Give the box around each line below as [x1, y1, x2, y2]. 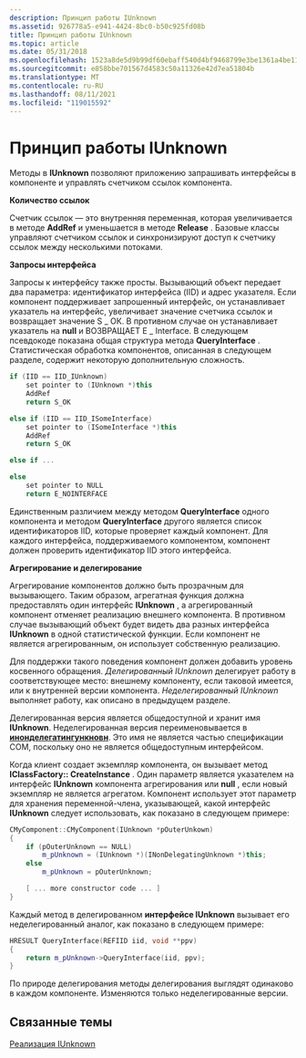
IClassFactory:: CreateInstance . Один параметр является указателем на [9, 768, 294, 780]
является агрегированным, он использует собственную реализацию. [9, 638, 280, 648]
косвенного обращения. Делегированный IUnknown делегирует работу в [9, 665, 296, 676]
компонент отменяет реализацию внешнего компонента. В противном [9, 608, 286, 620]
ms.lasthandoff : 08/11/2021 [9, 89, 117, 99]
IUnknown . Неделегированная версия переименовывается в [9, 721, 248, 732]
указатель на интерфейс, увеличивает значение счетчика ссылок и [9, 306, 273, 317]
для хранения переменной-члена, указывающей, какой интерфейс [9, 797, 271, 808]
